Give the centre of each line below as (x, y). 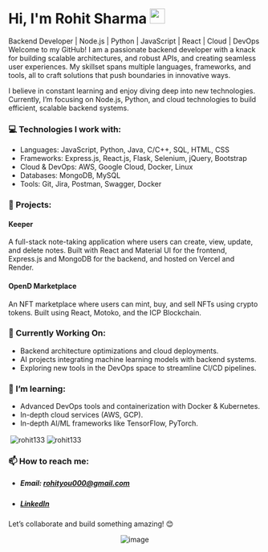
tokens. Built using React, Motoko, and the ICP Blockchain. (105, 312)
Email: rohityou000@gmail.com (75, 484)
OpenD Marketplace (43, 286)
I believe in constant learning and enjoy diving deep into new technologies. (132, 91)
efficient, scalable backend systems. (69, 108)
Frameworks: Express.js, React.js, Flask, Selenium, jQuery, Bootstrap (133, 159)
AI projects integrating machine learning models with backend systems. (138, 359)
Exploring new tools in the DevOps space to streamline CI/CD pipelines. (138, 368)
